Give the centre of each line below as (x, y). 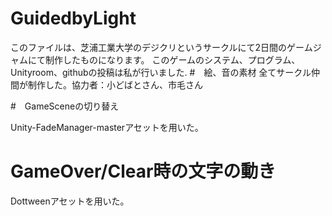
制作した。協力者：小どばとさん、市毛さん (115, 84)
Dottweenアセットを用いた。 (70, 201)
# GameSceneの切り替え (65, 106)
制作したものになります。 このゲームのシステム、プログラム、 (172, 59)
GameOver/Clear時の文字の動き (143, 171)
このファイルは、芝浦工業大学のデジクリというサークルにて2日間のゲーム (161, 47)
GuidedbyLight (73, 18)
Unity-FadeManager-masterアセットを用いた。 (107, 127)
